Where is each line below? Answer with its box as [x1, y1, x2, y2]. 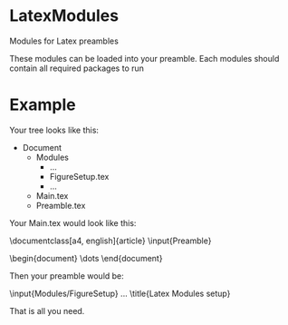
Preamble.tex [35, 200, 86, 211]
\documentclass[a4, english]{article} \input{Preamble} [9, 235, 212, 246]
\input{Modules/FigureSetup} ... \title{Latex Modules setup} [9, 288, 231, 299]
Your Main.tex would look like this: [9, 217, 137, 228]
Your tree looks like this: [9, 124, 100, 135]
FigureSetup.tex [49, 171, 110, 182]
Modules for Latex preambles [9, 35, 120, 46]
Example [9, 94, 76, 115]
